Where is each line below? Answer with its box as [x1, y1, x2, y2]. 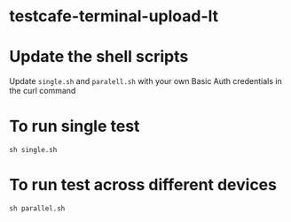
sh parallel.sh [9, 204, 66, 213]
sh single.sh [9, 146, 58, 155]
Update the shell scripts [9, 47, 189, 67]
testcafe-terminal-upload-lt [9, 6, 219, 27]
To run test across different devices [9, 175, 278, 195]
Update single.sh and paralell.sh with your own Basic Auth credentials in [9, 76, 282, 87]
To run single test [9, 117, 140, 136]
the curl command [9, 86, 76, 96]
